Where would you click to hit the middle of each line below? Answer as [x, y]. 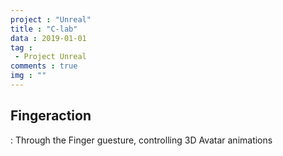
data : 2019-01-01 [48, 38]
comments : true [44, 66]
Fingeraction [51, 116]
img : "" [28, 76]
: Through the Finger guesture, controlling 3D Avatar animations [141, 140]
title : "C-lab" [44, 29]
